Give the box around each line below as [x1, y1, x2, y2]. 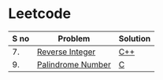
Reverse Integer [36, 46, 96, 57]
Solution [118, 33, 151, 44]
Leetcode [8, 5, 72, 23]
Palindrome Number [36, 59, 112, 70]
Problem [57, 33, 91, 44]
